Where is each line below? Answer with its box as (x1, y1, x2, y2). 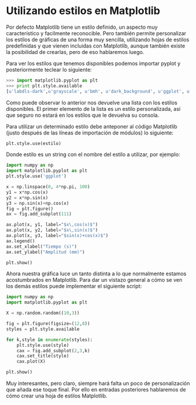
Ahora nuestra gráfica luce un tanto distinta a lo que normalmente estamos (6, 270, 187, 277)
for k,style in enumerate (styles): (6, 336, 93, 343)
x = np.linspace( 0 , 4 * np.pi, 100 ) (6, 184, 91, 190)
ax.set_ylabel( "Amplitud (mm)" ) (6, 249, 85, 255)
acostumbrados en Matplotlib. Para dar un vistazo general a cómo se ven (6, 276, 183, 283)
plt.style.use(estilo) (6, 140, 61, 146)
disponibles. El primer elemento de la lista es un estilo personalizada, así (6, 105, 181, 112)
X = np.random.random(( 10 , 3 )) (6, 310, 80, 316)
